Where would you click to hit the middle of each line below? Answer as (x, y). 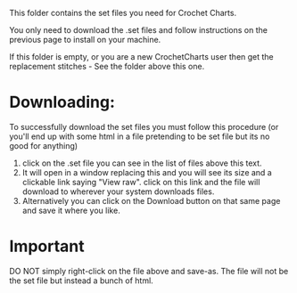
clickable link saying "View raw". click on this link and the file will (141, 182)
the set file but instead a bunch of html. (81, 281)
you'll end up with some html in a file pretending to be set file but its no (140, 136)
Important (47, 246)
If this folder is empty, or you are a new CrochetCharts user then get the (141, 57)
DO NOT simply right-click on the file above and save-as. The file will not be (149, 271)
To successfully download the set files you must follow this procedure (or (144, 126)
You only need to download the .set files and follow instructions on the (138, 30)
